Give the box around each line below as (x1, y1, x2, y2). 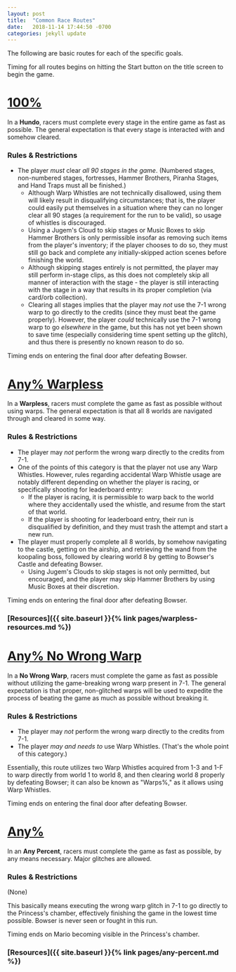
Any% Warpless (7, 376, 104, 392)
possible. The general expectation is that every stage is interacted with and (7, 126, 225, 134)
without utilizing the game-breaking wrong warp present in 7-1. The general (7, 678, 226, 687)
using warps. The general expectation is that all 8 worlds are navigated (7, 407, 213, 415)
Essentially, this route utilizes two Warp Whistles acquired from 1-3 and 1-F (7, 763, 223, 771)
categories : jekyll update (7, 29, 86, 37)
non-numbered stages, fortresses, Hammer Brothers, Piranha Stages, (17, 173, 219, 183)
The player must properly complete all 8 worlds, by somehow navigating (17, 537, 227, 546)
